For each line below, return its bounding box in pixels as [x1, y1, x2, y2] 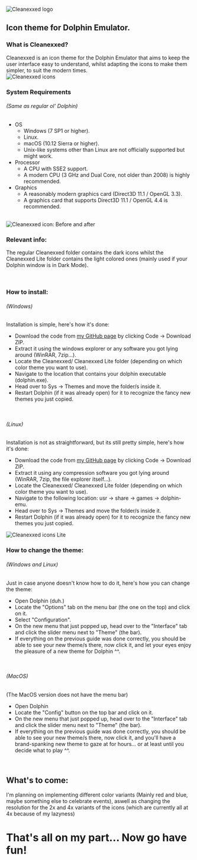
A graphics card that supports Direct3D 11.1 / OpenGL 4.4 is [23, 196, 168, 204]
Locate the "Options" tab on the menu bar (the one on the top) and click [14, 603, 190, 611]
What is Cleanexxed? [6, 40, 69, 49]
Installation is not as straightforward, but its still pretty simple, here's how [6, 439, 185, 446]
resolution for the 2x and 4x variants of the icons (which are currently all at [6, 804, 188, 811]
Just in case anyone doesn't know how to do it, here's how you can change [6, 579, 190, 586]
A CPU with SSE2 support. [23, 165, 88, 172]
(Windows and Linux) [6, 561, 59, 568]
